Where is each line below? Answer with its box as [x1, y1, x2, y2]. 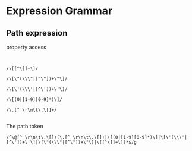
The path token [6, 123, 43, 130]
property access [6, 43, 46, 51]
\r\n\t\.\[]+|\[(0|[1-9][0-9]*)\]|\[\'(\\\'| [72, 134, 187, 140]
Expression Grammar [6, 4, 113, 18]
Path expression [6, 28, 68, 38]
